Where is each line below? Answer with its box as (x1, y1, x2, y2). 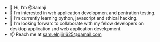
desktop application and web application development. (9, 26, 122, 32)
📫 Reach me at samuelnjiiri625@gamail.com (9, 31, 102, 37)
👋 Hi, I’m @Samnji (9, 5, 46, 10)
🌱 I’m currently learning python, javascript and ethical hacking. (9, 15, 138, 21)
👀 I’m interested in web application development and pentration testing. (9, 10, 156, 16)
